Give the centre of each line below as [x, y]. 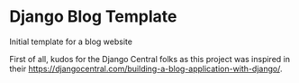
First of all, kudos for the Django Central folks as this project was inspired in [150, 59]
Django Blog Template [93, 17]
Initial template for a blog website [71, 41]
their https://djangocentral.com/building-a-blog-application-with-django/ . [146, 69]
